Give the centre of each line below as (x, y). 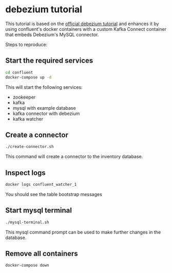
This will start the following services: (44, 87)
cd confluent (19, 72)
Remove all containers (42, 253)
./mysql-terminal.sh (27, 222)
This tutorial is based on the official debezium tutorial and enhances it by (82, 24)
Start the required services (49, 61)
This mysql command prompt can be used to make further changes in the (83, 232)
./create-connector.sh (30, 147)
